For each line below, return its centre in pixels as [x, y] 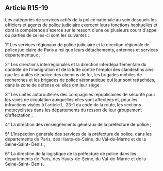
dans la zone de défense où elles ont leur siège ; [53, 85]
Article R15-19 [27, 8]
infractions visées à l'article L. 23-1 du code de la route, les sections [73, 104]
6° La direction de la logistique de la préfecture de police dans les [71, 154]
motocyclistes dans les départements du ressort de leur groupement [73, 110]
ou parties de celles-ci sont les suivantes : [47, 35]
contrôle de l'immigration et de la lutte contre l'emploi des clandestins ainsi [80, 69]
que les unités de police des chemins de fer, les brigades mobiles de [73, 74]
